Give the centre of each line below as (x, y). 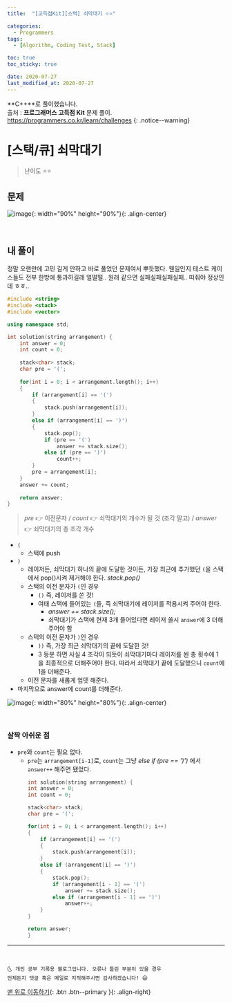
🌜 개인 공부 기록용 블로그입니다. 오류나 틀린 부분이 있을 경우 (84, 969)
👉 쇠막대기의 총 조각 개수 (59, 529)
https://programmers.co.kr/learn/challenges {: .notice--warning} (99, 120)
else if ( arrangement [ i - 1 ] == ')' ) (106, 897)
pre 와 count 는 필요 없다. (50, 752)
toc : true (21, 58)
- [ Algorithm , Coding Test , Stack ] (65, 46)
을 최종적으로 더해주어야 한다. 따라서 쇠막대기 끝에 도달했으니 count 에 (131, 663)
